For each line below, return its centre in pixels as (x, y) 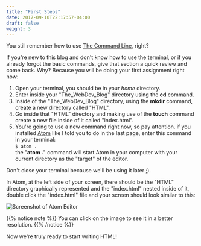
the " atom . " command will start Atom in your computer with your (96, 153)
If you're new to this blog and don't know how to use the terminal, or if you (99, 57)
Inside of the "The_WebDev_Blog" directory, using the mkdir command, (104, 101)
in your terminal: (35, 140)
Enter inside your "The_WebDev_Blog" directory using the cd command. (104, 95)
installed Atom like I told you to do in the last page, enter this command (103, 133)
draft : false (23, 23)
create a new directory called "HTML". (62, 108)
